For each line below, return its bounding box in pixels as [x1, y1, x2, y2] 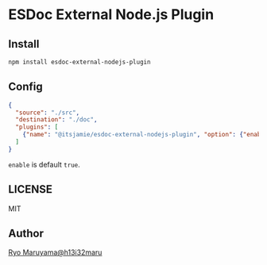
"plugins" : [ [15, 123, 59, 132]
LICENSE [8, 182, 53, 196]
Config [8, 80, 43, 94]
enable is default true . [8, 159, 81, 169]
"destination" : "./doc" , [15, 116, 98, 124]
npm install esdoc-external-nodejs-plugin [8, 58, 151, 66]
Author [8, 227, 44, 240]
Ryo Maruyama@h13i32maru [8, 248, 103, 257]
